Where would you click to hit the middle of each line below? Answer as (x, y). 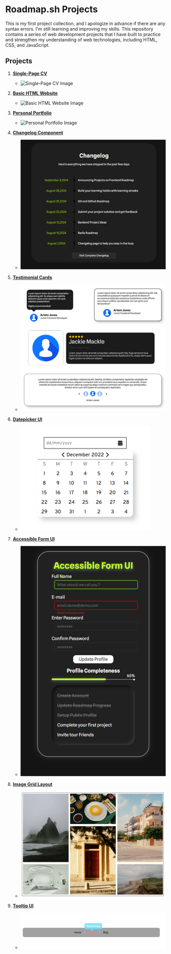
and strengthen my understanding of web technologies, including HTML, (81, 40)
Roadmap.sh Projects (52, 9)
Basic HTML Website (35, 93)
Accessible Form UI (34, 539)
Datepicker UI (27, 419)
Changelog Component (38, 132)
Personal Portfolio (32, 113)
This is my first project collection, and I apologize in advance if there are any (85, 23)
